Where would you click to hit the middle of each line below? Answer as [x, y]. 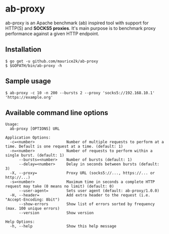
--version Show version [56, 213]
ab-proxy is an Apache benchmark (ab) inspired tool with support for [77, 23]
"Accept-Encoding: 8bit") [32, 200]
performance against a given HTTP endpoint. [52, 33]
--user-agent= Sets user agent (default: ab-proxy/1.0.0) [89, 191]
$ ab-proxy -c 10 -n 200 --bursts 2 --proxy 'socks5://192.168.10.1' [80, 93]
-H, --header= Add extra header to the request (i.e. [80, 196]
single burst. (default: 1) [35, 155]
